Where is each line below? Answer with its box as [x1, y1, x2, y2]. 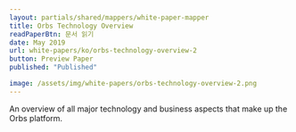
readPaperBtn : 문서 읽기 [9, 29, 95, 38]
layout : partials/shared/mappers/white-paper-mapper [9, 12, 210, 22]
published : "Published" [9, 63, 98, 72]
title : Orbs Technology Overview [9, 21, 134, 30]
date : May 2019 [9, 37, 66, 47]
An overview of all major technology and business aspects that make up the [9, 103, 288, 114]
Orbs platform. [9, 112, 63, 123]
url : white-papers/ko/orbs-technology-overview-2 [9, 46, 198, 55]
